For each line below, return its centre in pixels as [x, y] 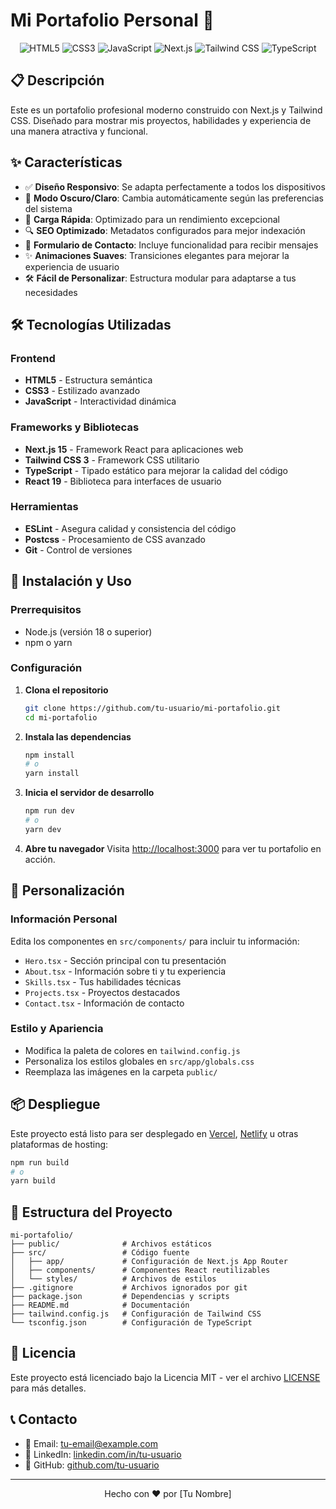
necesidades [51, 292]
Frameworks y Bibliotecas [75, 427]
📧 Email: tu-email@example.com [91, 1443]
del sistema [48, 208]
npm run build [40, 1162]
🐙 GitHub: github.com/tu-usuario [92, 1465]
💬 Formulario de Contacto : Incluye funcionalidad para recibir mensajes [171, 245]
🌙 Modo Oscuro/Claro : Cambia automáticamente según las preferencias [174, 198]
